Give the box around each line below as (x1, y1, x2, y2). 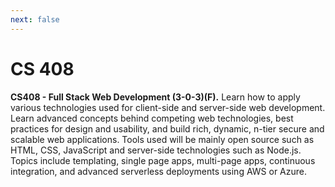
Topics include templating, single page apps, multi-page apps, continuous (10, 154, 316, 166)
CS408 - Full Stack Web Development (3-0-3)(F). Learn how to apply (10, 91, 301, 103)
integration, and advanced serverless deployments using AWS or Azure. (10, 165, 307, 177)
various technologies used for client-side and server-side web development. (10, 101, 326, 113)
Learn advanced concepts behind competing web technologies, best (10, 112, 294, 124)
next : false (10, 14, 60, 25)
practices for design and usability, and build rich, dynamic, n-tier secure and (10, 122, 325, 135)
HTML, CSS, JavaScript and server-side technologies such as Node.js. (10, 144, 302, 156)
